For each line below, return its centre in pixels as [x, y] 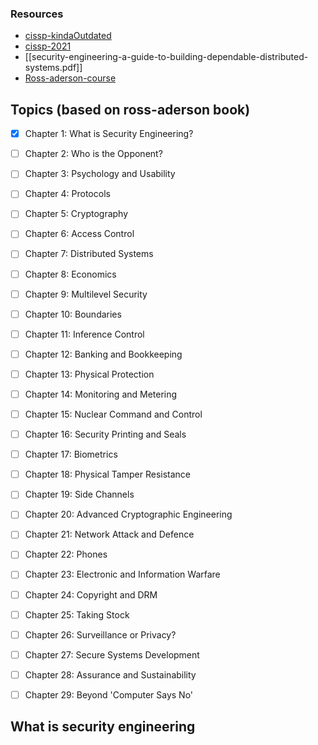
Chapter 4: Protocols [67, 194]
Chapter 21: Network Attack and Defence [109, 534]
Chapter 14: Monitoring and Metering [101, 394]
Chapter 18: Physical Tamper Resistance [108, 474]
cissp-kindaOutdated [68, 36]
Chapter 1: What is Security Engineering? [109, 134]
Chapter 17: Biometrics [71, 454]
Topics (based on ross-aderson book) [130, 109]
